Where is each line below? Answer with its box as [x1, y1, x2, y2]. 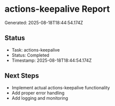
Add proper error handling [11, 90, 65, 96]
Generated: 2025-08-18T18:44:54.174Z [4, 20, 84, 26]
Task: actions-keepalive [11, 47, 60, 53]
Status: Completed [11, 52, 49, 58]
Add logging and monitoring [11, 95, 69, 101]
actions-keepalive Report [4, 3, 110, 15]
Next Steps [4, 72, 39, 80]
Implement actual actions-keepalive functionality [11, 84, 110, 90]
